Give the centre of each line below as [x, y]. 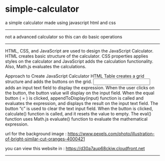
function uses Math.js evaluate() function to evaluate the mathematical [76, 119]
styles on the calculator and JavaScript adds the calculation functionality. [79, 61]
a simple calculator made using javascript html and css [61, 23]
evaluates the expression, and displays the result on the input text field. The [82, 103]
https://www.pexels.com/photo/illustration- [111, 134]
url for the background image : [36, 134]
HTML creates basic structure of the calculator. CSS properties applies [77, 56]
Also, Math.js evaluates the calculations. [46, 66]
